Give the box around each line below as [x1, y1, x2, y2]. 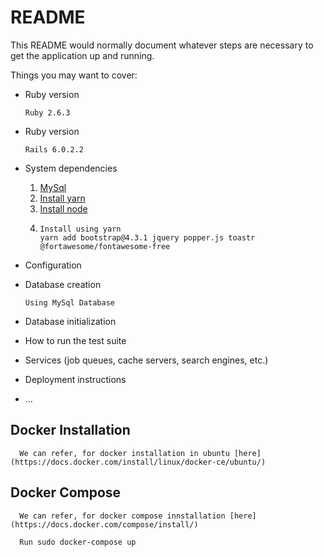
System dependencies [24, 162, 118, 174]
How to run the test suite [24, 334, 127, 346]
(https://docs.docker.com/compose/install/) [10, 519, 199, 530]
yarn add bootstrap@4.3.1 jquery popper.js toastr [39, 232, 256, 243]
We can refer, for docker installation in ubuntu [19, 448, 230, 458]
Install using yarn [39, 224, 122, 234]
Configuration [24, 259, 82, 271]
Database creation [24, 278, 102, 290]
